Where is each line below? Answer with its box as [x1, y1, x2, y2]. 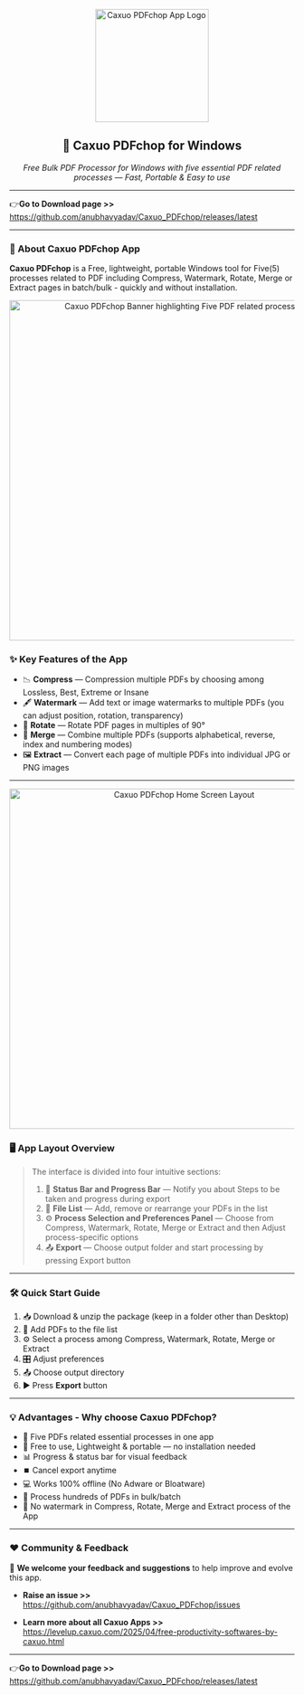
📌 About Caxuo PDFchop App [9, 242, 140, 255]
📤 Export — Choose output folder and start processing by [44, 1242, 264, 1253]
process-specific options [44, 1231, 138, 1243]
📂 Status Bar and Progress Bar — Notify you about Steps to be [44, 1183, 280, 1194]
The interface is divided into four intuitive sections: [31, 1166, 222, 1177]
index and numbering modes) [22, 739, 133, 750]
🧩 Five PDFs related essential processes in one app [22, 1432, 214, 1443]
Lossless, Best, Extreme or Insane [22, 687, 149, 698]
